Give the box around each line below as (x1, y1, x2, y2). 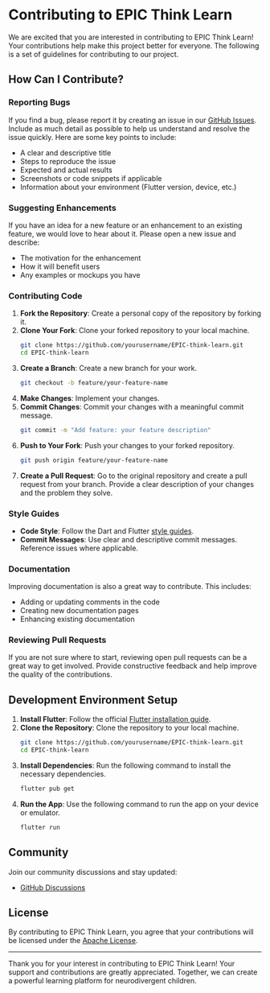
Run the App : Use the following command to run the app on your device (19, 799, 259, 809)
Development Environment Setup (8, 693, 178, 707)
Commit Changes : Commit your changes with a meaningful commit (19, 402, 244, 411)
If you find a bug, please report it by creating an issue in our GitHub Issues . (8, 115, 257, 125)
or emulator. (19, 807, 60, 818)
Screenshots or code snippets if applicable (19, 173, 162, 183)
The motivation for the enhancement (19, 253, 141, 262)
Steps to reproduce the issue (19, 156, 117, 166)
